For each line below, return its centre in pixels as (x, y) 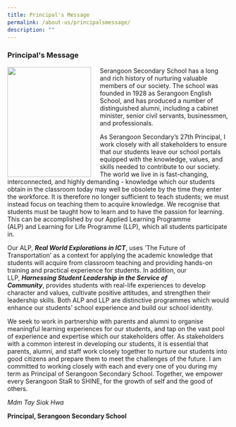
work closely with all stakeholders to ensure (163, 144)
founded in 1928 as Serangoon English (156, 93)
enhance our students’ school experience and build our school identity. (110, 307)
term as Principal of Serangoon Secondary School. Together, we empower (115, 373)
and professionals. (126, 123)
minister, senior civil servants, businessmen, (164, 116)
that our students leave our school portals (160, 151)
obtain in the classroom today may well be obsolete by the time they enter (114, 189)
